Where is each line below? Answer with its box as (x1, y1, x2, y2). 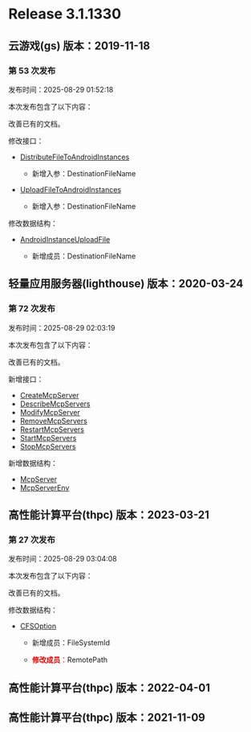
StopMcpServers (19, 442, 76, 451)
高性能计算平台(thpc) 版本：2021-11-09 (8, 711, 206, 725)
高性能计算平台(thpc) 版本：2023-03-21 (8, 508, 210, 521)
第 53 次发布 (8, 65, 56, 76)
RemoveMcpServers (19, 416, 88, 426)
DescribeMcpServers (19, 399, 91, 409)
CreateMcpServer (19, 390, 79, 400)
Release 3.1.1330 (8, 5, 122, 23)
